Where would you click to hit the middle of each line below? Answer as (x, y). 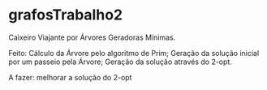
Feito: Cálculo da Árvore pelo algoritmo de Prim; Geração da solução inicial (134, 53)
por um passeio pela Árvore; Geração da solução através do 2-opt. (121, 62)
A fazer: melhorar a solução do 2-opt (70, 77)
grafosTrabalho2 (66, 15)
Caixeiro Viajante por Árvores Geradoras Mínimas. (92, 37)
